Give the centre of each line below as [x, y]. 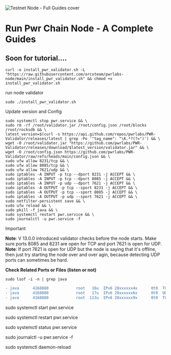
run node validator [25, 93]
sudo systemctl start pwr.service [39, 307]
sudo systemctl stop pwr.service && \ [46, 121]
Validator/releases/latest [34, 139]
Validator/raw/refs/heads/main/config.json [52, 157]
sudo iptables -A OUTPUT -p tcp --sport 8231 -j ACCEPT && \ [72, 188]
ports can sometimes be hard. [37, 260]
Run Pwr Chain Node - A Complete [79, 29]
